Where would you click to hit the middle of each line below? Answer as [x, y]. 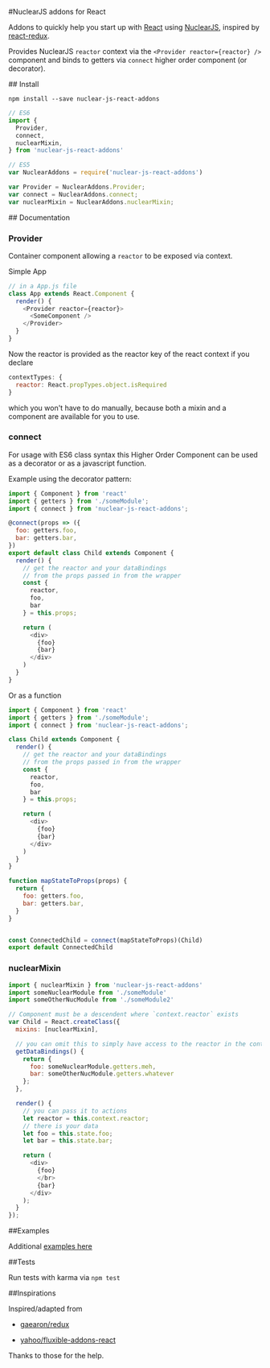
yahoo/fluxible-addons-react [68, 1340]
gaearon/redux [45, 1324]
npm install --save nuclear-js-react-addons [84, 99]
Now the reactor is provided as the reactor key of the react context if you [129, 354]
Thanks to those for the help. [56, 1356]
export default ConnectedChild [61, 947]
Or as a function [35, 695]
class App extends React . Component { [72, 293]
